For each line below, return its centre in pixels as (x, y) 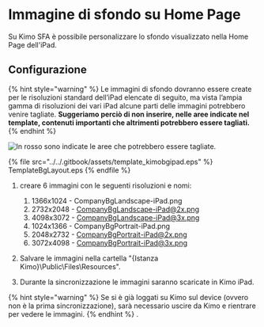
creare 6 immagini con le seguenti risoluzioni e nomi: (106, 185)
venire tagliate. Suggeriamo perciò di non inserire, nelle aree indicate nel (129, 114)
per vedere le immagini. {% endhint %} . (74, 314)
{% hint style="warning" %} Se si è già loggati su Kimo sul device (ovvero (128, 297)
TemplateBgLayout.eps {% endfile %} (70, 170)
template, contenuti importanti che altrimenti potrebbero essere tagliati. (129, 122)
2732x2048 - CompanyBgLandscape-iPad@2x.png (115, 209)
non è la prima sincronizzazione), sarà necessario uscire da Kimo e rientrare (132, 306)
